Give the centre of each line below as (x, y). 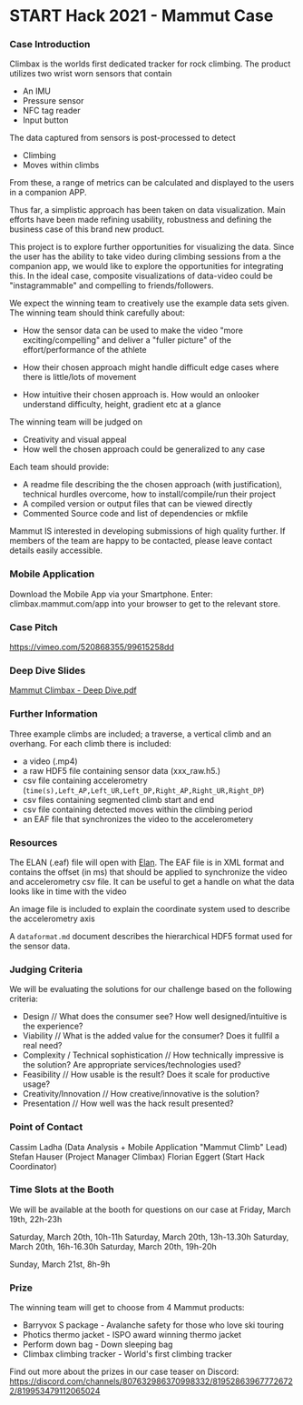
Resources (34, 842)
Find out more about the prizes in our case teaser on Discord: (124, 1372)
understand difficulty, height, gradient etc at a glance (122, 405)
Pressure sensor (53, 101)
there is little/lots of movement (79, 377)
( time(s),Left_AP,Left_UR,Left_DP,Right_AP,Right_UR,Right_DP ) (143, 790)
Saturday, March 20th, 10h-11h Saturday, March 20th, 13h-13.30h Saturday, (149, 1237)
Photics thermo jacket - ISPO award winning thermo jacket (132, 1335)
